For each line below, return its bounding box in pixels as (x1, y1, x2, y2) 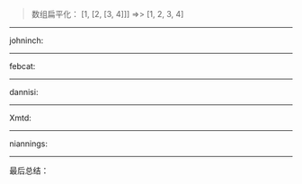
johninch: (9, 35, 44, 46)
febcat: (9, 61, 36, 71)
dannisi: (9, 87, 39, 97)
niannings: (9, 138, 48, 149)
